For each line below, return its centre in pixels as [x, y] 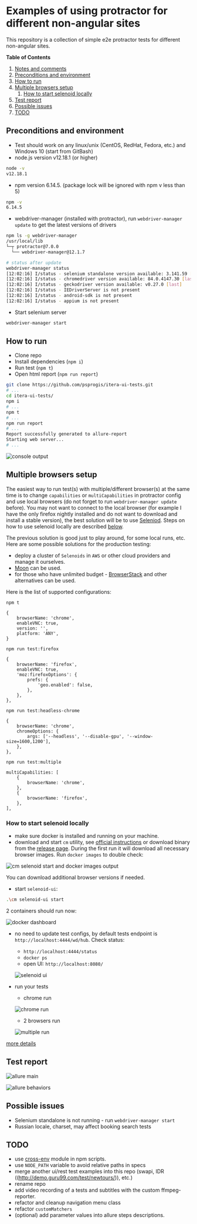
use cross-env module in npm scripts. [60, 1159]
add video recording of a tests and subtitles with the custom [87, 1190]
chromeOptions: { [38, 731]
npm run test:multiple [34, 762]
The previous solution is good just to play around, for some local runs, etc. [96, 538]
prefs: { [38, 680]
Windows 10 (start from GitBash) [54, 151]
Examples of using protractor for [87, 11]
